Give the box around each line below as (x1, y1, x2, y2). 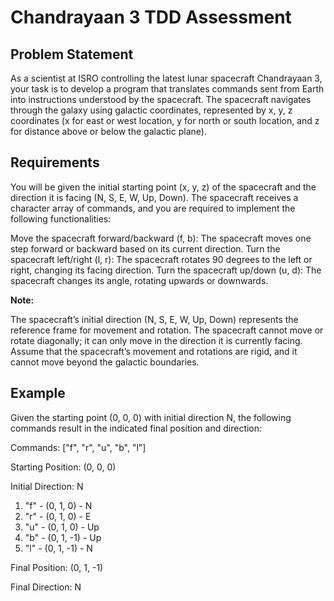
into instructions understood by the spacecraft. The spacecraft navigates (10, 94, 312, 105)
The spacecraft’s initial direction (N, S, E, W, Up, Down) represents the (10, 313, 299, 325)
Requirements (10, 154, 100, 171)
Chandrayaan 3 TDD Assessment (10, 6, 292, 29)
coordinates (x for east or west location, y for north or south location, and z (10, 115, 320, 126)
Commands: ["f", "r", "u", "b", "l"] (10, 441, 147, 453)
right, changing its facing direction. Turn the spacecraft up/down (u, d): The (10, 264, 322, 276)
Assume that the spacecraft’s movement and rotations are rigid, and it (10, 345, 298, 357)
